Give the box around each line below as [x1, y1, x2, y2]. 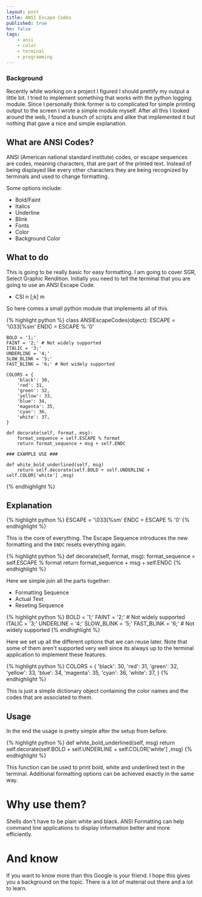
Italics [15, 202, 30, 209]
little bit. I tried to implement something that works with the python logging [6, 94, 192, 101]
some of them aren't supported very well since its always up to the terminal [6, 645, 194, 652]
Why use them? [6, 798, 86, 812]
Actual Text [15, 596, 44, 603]
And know [6, 852, 59, 866]
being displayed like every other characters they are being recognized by [6, 166, 189, 173]
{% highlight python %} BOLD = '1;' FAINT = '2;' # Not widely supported [6, 614, 186, 621]
